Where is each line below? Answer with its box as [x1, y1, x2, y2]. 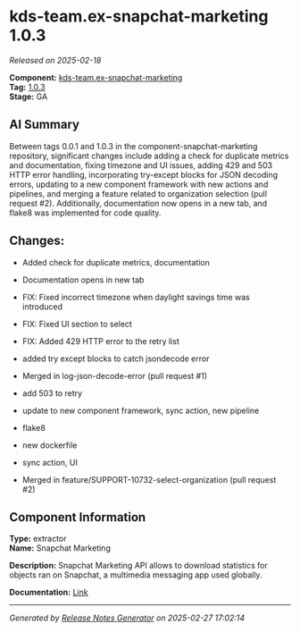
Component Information [9, 510, 146, 525]
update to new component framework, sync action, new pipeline [21, 405, 260, 416]
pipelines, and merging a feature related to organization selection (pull [9, 188, 268, 198]
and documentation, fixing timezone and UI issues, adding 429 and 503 [9, 159, 273, 171]
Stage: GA [9, 91, 48, 102]
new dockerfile [21, 440, 78, 451]
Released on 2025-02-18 [9, 55, 102, 65]
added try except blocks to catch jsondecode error [21, 353, 210, 364]
